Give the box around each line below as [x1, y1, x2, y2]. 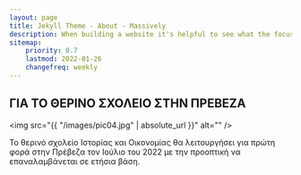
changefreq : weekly [25, 63, 99, 72]
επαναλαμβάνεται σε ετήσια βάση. [9, 155, 141, 166]
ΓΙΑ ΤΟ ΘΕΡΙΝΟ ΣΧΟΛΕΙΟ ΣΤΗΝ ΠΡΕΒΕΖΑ [9, 96, 246, 112]
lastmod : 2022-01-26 [25, 54, 102, 63]
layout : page [9, 12, 58, 22]
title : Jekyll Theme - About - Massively [9, 21, 167, 30]
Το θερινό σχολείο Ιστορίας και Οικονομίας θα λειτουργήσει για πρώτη [9, 137, 276, 147]
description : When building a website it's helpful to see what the [9, 29, 271, 38]
